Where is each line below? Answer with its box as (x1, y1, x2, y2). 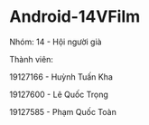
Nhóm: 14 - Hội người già (9, 36, 102, 47)
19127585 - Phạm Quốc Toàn (9, 106, 117, 117)
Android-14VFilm (9, 6, 141, 27)
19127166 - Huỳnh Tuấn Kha (9, 71, 113, 82)
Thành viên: (9, 53, 54, 64)
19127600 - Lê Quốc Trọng (9, 89, 108, 100)
